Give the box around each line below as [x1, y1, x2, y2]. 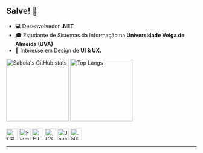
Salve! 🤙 [6, 6, 38, 16]
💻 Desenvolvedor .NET [14, 22, 74, 30]
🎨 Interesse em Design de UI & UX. [14, 47, 101, 54]
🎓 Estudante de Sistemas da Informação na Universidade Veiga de [14, 31, 185, 39]
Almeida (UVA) [14, 40, 53, 47]
